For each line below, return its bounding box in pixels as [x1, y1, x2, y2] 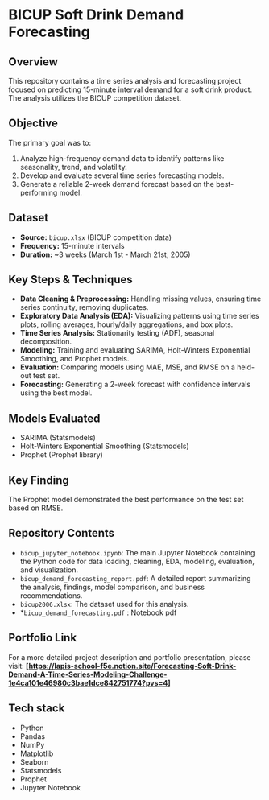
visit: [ [8, 661, 30, 670]
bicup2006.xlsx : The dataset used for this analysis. [19, 599, 189, 608]
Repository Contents [8, 526, 115, 540]
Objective [8, 117, 59, 130]
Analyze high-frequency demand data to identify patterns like [19, 153, 225, 163]
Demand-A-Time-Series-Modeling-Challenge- [8, 670, 168, 679]
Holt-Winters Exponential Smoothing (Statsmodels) [19, 441, 189, 452]
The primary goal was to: [8, 138, 92, 147]
